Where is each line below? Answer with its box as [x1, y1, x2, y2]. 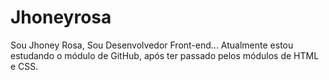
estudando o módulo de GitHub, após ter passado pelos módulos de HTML [10, 49, 320, 61]
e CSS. [10, 60, 39, 72]
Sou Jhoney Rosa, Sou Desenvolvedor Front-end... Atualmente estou [10, 39, 294, 51]
